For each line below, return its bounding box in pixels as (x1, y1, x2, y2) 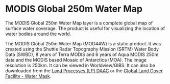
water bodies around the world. (5, 31, 71, 37)
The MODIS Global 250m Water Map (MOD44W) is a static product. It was (5, 40, 161, 46)
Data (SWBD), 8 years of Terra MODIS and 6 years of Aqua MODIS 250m (5, 51, 159, 58)
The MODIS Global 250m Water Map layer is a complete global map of (5, 20, 153, 26)
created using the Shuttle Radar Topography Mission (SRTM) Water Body (5, 46, 159, 52)
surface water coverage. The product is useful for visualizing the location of (5, 25, 165, 31)
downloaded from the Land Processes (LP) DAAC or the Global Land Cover (5, 67, 163, 74)
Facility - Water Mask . (5, 73, 52, 79)
